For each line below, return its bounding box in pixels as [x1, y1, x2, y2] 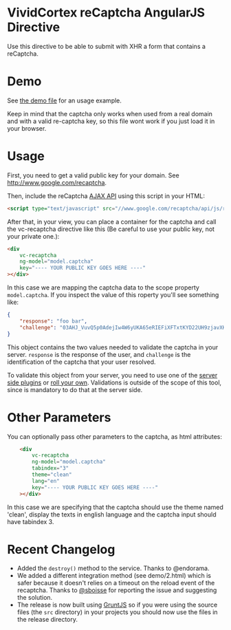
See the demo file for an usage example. [7, 96, 122, 105]
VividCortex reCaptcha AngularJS [7, 5, 205, 21]
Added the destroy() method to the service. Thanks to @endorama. [16, 564, 210, 572]
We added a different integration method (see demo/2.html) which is [16, 572, 212, 580]
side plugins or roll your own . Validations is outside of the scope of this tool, [7, 378, 222, 387]
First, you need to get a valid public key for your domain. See [7, 171, 180, 180]
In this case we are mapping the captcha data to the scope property [7, 283, 199, 292]
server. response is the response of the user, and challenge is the [7, 350, 191, 358]
